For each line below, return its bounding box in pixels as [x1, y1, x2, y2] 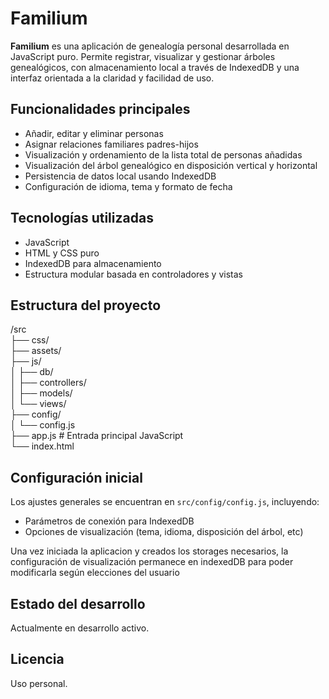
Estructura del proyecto [10, 297, 162, 314]
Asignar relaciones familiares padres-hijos [24, 138, 199, 150]
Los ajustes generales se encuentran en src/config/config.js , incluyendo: [10, 496, 320, 508]
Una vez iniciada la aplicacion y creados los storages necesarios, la [10, 545, 289, 557]
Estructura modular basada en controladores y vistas [24, 268, 243, 280]
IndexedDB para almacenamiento [24, 257, 162, 269]
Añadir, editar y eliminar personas [24, 127, 164, 139]
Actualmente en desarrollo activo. [10, 622, 150, 634]
